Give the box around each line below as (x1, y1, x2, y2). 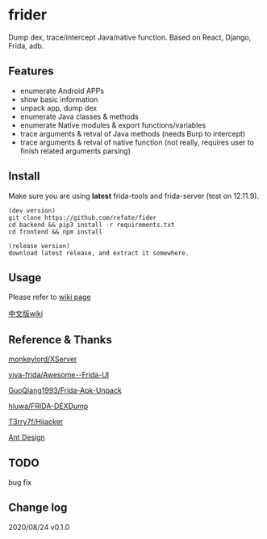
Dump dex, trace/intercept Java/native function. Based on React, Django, (8, 32, 252, 42)
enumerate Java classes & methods (19, 112, 139, 121)
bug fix (8, 478, 32, 486)
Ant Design (8, 432, 46, 442)
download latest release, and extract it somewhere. (8, 249, 190, 257)
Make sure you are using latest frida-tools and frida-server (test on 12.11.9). (8, 191, 260, 200)
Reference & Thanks (8, 333, 113, 347)
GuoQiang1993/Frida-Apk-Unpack (8, 385, 123, 395)
